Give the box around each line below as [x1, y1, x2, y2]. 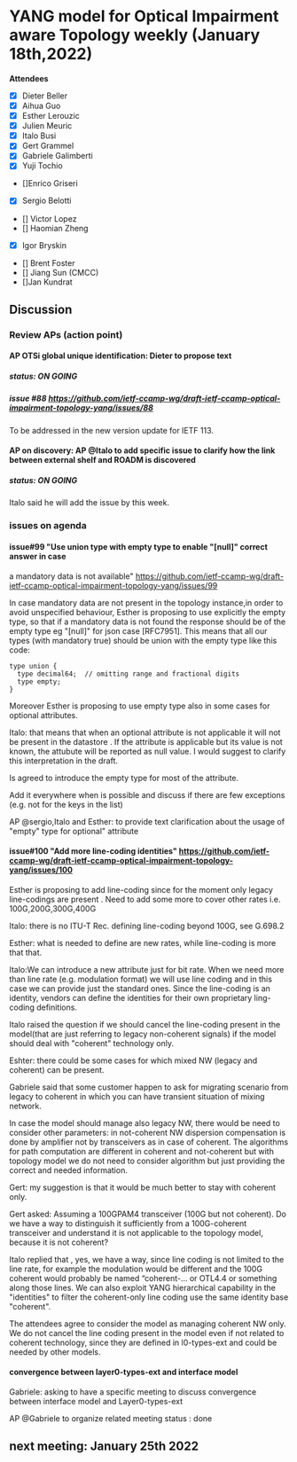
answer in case [9, 551, 66, 561]
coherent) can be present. [9, 1064, 105, 1075]
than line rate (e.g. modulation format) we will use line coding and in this [9, 973, 273, 984]
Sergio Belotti [21, 195, 72, 206]
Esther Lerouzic [21, 111, 80, 121]
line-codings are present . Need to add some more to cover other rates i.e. [9, 894, 281, 904]
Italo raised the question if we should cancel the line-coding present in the [9, 1019, 281, 1029]
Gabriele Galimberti [21, 151, 93, 161]
